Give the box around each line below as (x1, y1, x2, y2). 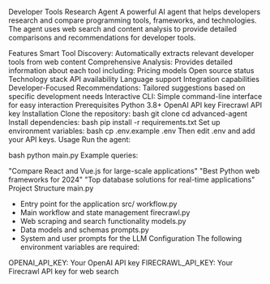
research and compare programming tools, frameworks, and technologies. (8, 15, 257, 25)
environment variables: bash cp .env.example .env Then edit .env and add (8, 126, 255, 136)
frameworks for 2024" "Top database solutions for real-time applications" (8, 174, 255, 184)
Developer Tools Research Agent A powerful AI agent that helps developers (8, 7, 261, 16)
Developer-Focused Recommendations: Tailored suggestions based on (8, 83, 246, 93)
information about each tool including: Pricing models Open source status (8, 66, 255, 75)
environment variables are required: (19, 243, 140, 252)
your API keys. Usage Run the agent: (8, 135, 131, 144)
